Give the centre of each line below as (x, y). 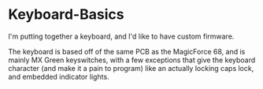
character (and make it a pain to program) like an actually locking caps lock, (131, 68)
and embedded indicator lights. (59, 76)
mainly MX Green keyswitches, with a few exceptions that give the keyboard (132, 60)
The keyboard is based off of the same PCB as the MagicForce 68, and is (127, 51)
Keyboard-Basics (66, 15)
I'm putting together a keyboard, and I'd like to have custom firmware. (121, 36)
